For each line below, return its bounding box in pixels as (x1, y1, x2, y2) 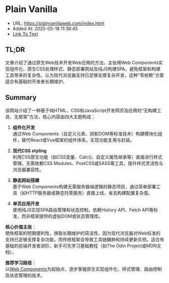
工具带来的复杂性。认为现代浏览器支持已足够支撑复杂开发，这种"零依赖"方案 (5, 72, 164, 78)
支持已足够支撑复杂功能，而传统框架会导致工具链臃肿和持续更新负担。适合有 (5, 236, 164, 242)
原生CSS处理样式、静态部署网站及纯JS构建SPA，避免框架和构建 (27, 65, 160, 72)
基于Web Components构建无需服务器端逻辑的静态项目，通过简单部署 (12, 183, 156, 189)
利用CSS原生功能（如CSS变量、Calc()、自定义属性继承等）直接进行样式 (12, 154, 162, 160)
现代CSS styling (12, 148, 47, 154)
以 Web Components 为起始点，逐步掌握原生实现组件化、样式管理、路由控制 (5, 266, 162, 272)
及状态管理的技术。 (5, 272, 45, 278)
